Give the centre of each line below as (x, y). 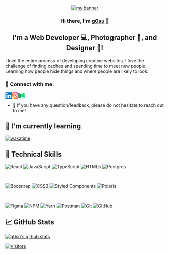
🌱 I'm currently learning (43, 126)
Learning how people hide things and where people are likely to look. (77, 71)
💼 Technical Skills (34, 154)
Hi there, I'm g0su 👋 (85, 21)
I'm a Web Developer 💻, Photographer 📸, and (85, 38)
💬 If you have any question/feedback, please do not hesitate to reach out (88, 105)
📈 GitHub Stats (30, 222)
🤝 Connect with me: (30, 84)
